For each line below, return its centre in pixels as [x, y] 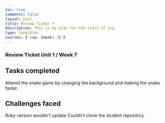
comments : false [22, 14]
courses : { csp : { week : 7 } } [35, 38]
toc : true [15, 10]
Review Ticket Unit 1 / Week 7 [41, 55]
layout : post [19, 19]
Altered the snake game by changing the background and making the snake [83, 83]
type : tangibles [22, 33]
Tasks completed [32, 71]
